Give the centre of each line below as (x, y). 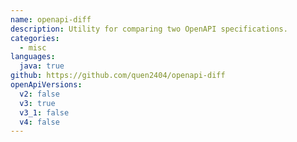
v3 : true (37, 103)
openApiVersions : (46, 85)
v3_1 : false (44, 112)
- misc (33, 47)
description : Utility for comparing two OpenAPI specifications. (149, 29)
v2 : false (39, 94)
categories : (35, 38)
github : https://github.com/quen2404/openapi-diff (118, 76)
